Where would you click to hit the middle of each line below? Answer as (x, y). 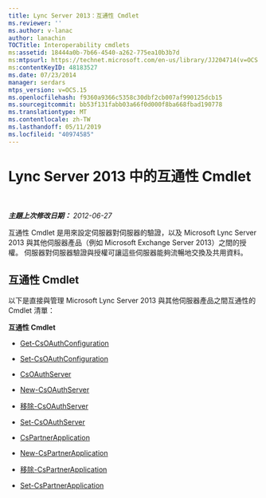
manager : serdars (37, 82)
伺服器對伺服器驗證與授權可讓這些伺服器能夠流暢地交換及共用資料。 (135, 252)
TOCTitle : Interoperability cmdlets (69, 45)
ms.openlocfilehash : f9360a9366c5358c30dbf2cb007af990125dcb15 (115, 97)
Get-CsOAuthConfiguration (64, 343)
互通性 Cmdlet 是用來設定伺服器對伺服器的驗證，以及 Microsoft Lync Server (133, 232)
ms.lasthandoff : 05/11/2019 (55, 127)
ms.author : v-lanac (41, 30)
